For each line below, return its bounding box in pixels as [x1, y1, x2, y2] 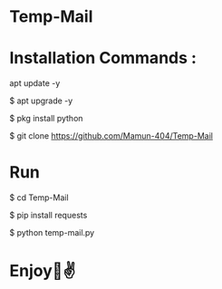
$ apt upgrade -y [9, 95, 73, 106]
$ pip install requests [9, 210, 88, 221]
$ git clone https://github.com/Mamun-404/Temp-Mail [9, 130, 213, 141]
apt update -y [9, 78, 61, 89]
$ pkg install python [9, 113, 83, 124]
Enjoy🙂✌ [9, 261, 76, 282]
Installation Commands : [9, 48, 198, 69]
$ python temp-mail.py [9, 227, 95, 238]
